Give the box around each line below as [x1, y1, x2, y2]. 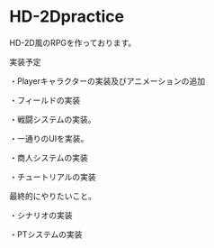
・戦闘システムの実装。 [9, 114, 96, 124]
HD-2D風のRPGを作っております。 [9, 37, 137, 48]
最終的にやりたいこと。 [9, 190, 96, 201]
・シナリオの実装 [9, 209, 73, 220]
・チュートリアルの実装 [9, 171, 96, 182]
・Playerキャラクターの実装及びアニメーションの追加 [9, 75, 205, 87]
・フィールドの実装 [9, 95, 81, 106]
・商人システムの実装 [9, 152, 88, 163]
